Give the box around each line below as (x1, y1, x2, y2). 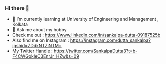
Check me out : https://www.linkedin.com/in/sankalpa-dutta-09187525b (12, 32, 161, 38)
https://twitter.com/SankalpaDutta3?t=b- (54, 48, 138, 54)
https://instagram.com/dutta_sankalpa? (70, 37, 151, 43)
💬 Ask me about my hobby (12, 27, 67, 33)
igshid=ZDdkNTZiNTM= (12, 43, 62, 49)
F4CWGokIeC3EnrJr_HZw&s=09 (12, 53, 80, 59)
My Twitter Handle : (12, 48, 53, 54)
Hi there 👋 (5, 5, 30, 12)
